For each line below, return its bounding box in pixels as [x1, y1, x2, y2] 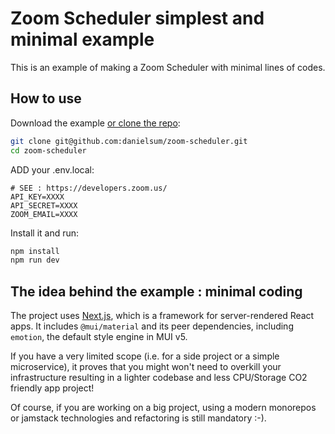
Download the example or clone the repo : [10, 117, 181, 129]
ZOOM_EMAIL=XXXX [10, 209, 78, 219]
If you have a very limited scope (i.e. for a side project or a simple [10, 350, 280, 362]
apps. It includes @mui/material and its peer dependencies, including [10, 320, 294, 332]
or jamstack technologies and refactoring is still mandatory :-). [10, 412, 267, 424]
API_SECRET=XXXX [10, 200, 78, 211]
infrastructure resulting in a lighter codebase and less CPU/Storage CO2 [10, 372, 308, 384]
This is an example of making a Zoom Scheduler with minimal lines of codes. [10, 61, 326, 73]
